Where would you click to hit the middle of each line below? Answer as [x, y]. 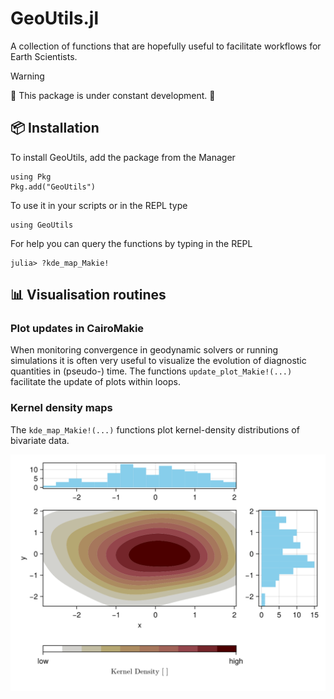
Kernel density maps [61, 408]
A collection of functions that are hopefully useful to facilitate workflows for [166, 46]
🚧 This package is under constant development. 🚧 [113, 95]
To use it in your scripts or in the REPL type [99, 205]
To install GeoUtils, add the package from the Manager [123, 157]
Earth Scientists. [44, 56]
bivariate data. [40, 440]
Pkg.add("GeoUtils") [53, 187]
